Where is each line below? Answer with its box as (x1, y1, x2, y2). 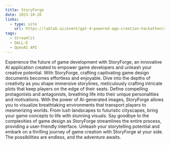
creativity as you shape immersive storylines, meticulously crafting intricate (5, 80, 163, 86)
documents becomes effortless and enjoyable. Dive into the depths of (5, 75, 151, 81)
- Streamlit (10, 36, 35, 41)
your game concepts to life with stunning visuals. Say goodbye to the (5, 112, 149, 119)
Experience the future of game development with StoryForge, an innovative (5, 59, 162, 65)
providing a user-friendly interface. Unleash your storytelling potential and (5, 123, 160, 129)
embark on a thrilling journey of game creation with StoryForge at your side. (5, 128, 163, 134)
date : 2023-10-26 (5, 12, 42, 17)
